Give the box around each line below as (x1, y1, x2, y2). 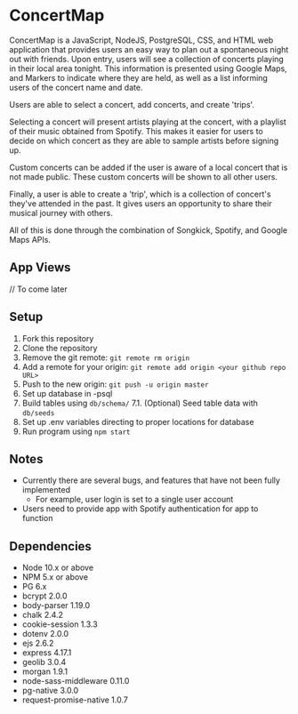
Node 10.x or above (21, 562, 94, 574)
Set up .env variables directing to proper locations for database (21, 416, 254, 427)
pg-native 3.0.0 (21, 686, 79, 696)
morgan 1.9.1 (21, 666, 68, 677)
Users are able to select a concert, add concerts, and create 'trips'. (9, 99, 255, 109)
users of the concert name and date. (9, 82, 143, 92)
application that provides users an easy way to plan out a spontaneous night (9, 44, 289, 54)
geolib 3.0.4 (21, 657, 67, 668)
